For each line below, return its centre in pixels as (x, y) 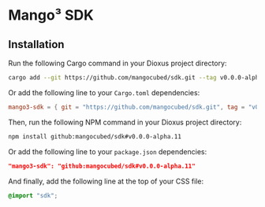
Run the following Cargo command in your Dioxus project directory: (118, 63)
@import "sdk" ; (33, 195)
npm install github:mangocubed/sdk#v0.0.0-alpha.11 (95, 136)
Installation (36, 44)
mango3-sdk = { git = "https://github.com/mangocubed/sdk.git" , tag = (127, 107)
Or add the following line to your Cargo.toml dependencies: (104, 92)
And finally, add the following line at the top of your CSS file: (106, 181)
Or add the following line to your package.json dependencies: (108, 151)
